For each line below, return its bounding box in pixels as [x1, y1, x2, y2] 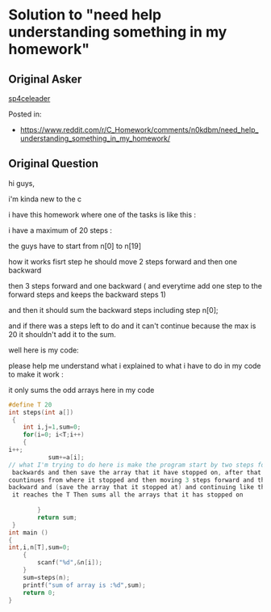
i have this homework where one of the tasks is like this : [8, 209, 196, 219]
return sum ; [37, 513, 78, 521]
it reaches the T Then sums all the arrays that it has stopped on [11, 491, 244, 499]
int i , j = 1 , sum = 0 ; [23, 423, 81, 432]
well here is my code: [8, 345, 79, 355]
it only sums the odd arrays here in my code [8, 385, 155, 395]
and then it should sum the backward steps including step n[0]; [8, 305, 219, 314]
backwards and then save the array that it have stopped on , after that [11, 468, 262, 476]
